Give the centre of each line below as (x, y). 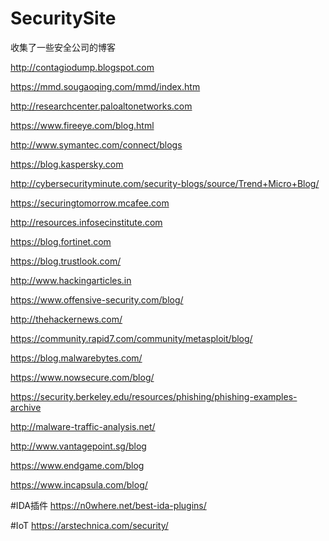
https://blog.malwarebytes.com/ (76, 358)
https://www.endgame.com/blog (77, 465)
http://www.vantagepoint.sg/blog (78, 446)
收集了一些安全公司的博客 (63, 47)
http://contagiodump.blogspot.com (82, 67)
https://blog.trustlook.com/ (66, 261)
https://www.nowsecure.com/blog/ (82, 377)
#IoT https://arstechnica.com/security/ (89, 525)
